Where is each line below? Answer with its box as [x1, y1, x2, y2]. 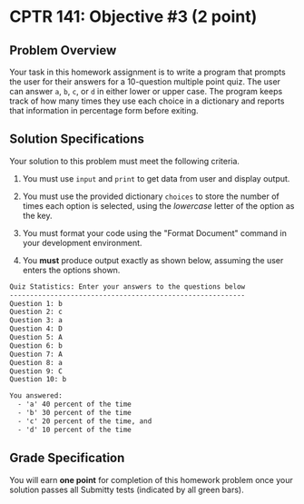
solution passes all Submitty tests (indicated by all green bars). [9, 484, 244, 495]
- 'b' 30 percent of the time [17, 409, 132, 418]
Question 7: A [9, 350, 64, 359]
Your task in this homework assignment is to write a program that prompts [9, 66, 286, 77]
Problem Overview [9, 43, 117, 58]
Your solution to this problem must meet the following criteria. [9, 155, 240, 166]
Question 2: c [9, 307, 64, 317]
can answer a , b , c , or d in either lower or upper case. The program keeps [9, 86, 283, 96]
